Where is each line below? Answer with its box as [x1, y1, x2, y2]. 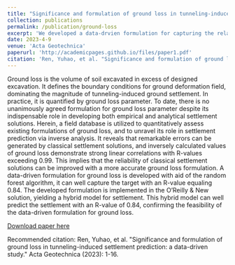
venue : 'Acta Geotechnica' [7, 43, 86, 50]
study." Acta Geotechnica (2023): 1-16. [7, 250, 119, 258]
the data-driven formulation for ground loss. [7, 208, 134, 216]
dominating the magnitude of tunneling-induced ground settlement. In [7, 89, 208, 98]
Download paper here [7, 221, 70, 230]
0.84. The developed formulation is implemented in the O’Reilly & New [7, 185, 209, 194]
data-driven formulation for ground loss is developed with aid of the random [7, 171, 227, 179]
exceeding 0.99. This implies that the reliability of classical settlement [7, 156, 208, 165]
